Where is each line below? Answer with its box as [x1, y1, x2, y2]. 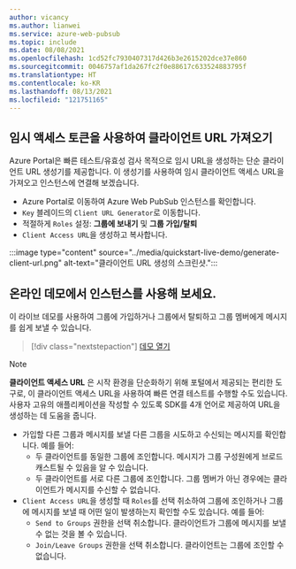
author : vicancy [9, 12, 69, 22]
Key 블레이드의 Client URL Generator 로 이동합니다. [21, 207, 201, 218]
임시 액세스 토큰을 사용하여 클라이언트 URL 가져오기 [9, 130, 273, 145]
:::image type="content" [9, 247, 97, 258]
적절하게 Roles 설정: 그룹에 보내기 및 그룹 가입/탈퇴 [21, 219, 198, 229]
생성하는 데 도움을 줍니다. [9, 411, 97, 420]
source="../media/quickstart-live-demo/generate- [98, 247, 280, 258]
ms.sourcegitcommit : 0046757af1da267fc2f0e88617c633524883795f [9, 63, 247, 72]
